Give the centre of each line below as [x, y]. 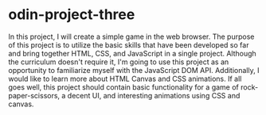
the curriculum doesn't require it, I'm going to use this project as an [119, 62]
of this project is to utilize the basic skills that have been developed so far [129, 44]
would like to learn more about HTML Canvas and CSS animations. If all [125, 79]
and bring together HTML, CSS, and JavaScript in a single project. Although [132, 53]
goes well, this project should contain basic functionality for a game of [123, 87]
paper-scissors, [34, 95]
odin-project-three [72, 15]
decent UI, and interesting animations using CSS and [154, 95]
